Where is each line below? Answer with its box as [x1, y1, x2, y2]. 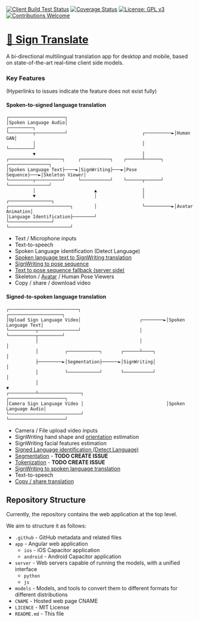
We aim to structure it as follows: [6, 522, 86, 529]
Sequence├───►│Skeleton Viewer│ [6, 172, 86, 178]
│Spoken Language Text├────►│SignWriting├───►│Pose [6, 167, 137, 173]
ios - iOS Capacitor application [23, 547, 100, 554]
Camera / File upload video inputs [14, 426, 98, 434]
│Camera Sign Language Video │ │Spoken [6, 401, 185, 407]
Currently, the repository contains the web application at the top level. [6, 511, 178, 518]
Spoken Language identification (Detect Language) [14, 248, 141, 255]
